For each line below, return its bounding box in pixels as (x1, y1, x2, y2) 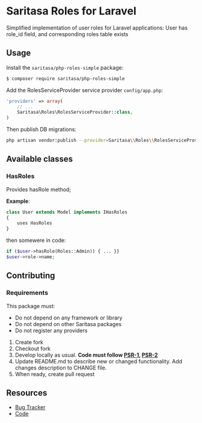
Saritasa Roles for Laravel (6, 4, 136, 18)
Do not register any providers (14, 327, 88, 334)
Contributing (6, 271, 55, 281)
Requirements (6, 289, 49, 297)
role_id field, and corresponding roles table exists (6, 30, 129, 37)
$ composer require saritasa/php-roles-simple (6, 75, 125, 82)
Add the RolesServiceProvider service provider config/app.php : (6, 86, 164, 94)
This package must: (6, 302, 55, 309)
